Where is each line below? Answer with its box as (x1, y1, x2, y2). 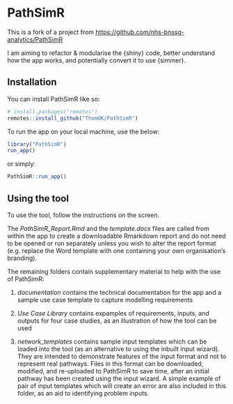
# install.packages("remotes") (7, 108, 98, 115)
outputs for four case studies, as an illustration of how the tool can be (17, 316, 217, 325)
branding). (7, 254, 37, 262)
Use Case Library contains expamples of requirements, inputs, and (17, 309, 210, 317)
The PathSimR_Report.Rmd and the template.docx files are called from (7, 224, 210, 232)
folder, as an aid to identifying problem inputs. (17, 389, 150, 397)
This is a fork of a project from (7, 28, 95, 36)
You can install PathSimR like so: (7, 95, 100, 103)
